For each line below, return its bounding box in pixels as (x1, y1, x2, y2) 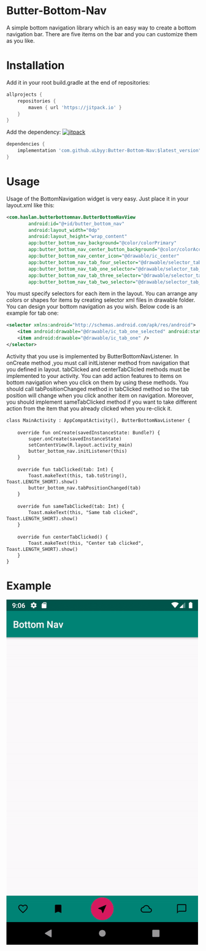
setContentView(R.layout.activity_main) (28, 442, 133, 448)
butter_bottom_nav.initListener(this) (28, 448, 128, 454)
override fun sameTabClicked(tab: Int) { (17, 503, 124, 509)
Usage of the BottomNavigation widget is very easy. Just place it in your (6, 194, 189, 202)
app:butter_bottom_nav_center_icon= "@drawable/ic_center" (28, 253, 180, 260)
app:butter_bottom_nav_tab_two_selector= (28, 279, 136, 285)
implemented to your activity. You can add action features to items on (6, 372, 182, 379)
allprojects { (6, 91, 43, 98)
